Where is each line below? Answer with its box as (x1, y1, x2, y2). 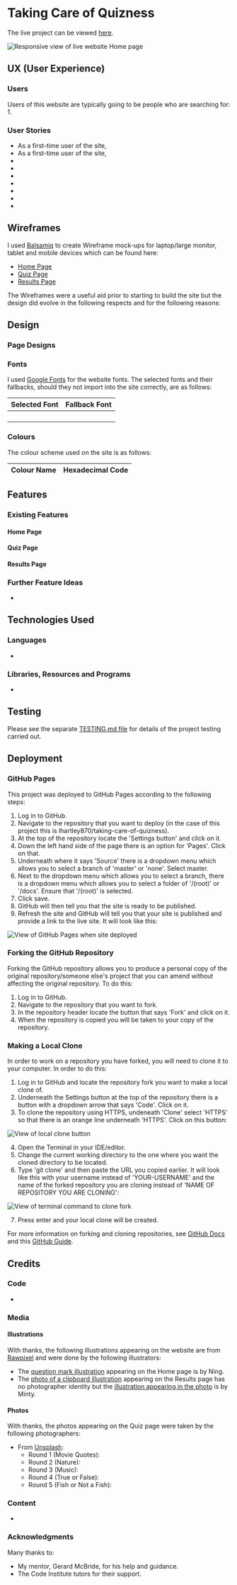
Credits (7, 1258, 41, 1270)
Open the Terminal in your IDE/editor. (17, 1143, 126, 1152)
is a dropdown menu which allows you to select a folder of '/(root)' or (17, 879, 220, 887)
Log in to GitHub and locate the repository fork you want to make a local (17, 1078, 228, 1087)
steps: (7, 797, 25, 806)
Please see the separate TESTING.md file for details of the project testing (7, 724, 221, 733)
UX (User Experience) (7, 62, 105, 75)
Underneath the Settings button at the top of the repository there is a (17, 1093, 219, 1102)
